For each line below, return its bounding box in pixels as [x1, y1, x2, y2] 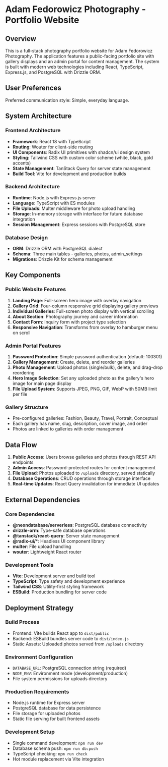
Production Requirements [5, 688, 69, 695]
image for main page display [12, 380, 72, 387]
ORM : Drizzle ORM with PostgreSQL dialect [12, 246, 103, 252]
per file [12, 391, 28, 397]
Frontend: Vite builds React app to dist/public [12, 630, 109, 636]
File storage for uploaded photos [12, 710, 80, 717]
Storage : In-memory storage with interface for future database [12, 210, 143, 216]
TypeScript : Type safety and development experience [12, 578, 125, 584]
